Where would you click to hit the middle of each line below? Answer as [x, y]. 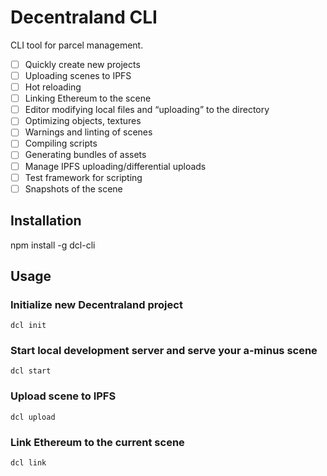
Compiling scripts [61, 143]
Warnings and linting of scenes [88, 132]
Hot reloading [53, 87]
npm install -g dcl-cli [53, 245]
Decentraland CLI [84, 17]
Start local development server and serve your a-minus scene [164, 351]
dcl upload [33, 417]
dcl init [28, 326]
